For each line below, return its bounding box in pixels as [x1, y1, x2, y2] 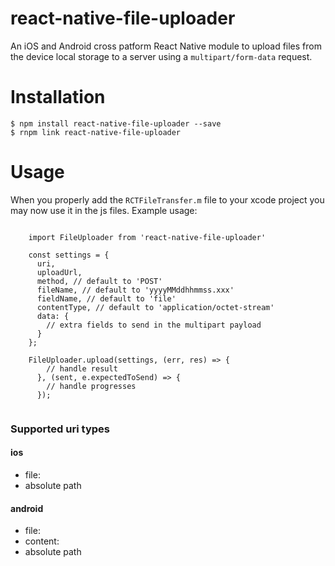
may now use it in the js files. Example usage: [10, 204, 198, 216]
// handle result [46, 363, 118, 374]
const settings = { [28, 250, 110, 260]
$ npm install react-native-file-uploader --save [10, 118, 222, 129]
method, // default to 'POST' [36, 276, 163, 286]
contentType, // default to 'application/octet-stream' [36, 302, 275, 312]
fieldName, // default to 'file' [36, 293, 177, 304]
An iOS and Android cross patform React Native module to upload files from [10, 40, 322, 52]
